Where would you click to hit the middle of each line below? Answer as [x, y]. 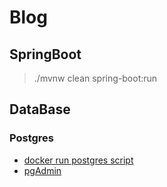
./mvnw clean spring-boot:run [95, 78]
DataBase [40, 109]
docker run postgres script [78, 160]
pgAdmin [42, 170]
